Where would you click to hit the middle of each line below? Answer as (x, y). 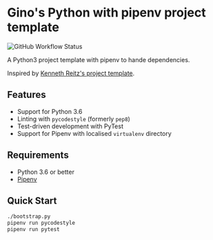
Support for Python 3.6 (50, 111)
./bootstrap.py (29, 217)
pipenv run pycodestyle (41, 223)
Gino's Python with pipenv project (106, 13)
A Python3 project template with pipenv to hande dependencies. (99, 59)
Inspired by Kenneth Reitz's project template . (71, 73)
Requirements (38, 156)
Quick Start (32, 200)
